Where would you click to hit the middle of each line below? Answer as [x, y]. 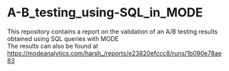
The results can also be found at [53, 46]
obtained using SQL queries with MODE [63, 38]
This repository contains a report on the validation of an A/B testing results [112, 31]
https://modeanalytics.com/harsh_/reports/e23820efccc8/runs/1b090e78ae [114, 53]
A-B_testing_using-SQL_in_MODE [105, 13]
